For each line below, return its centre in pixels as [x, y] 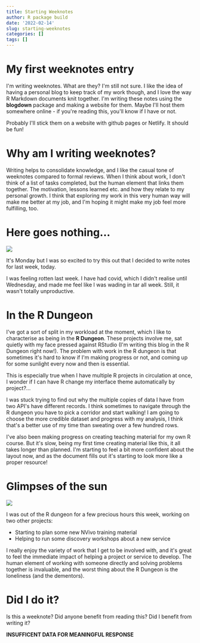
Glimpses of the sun [57, 486]
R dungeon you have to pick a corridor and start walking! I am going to [93, 412]
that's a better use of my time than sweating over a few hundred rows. [93, 425]
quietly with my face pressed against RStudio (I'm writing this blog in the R [98, 345]
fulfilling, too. [22, 208]
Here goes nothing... [58, 233]
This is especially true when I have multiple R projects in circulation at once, [99, 375]
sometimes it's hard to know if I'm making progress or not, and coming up [97, 357]
